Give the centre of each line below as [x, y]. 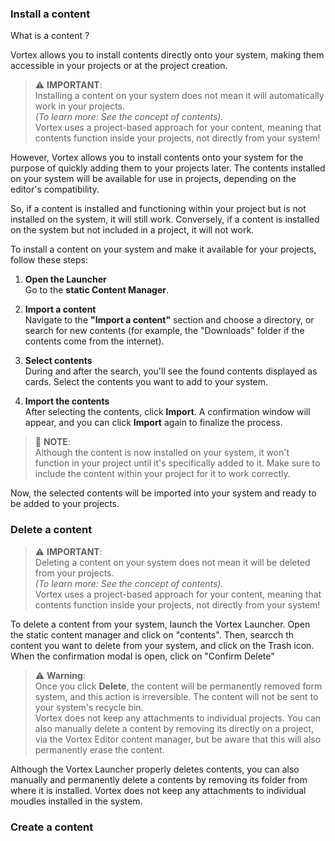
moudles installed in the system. [76, 801]
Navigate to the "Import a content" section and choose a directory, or [169, 320]
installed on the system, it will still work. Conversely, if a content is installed [165, 219]
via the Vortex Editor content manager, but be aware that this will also [178, 739]
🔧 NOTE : [52, 442]
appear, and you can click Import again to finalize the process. [153, 423]
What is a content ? [50, 36]
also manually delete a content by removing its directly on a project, [174, 728]
